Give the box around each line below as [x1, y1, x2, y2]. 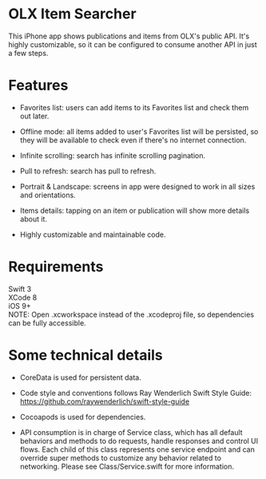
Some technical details [8, 346, 164, 364]
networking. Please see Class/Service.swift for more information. [19, 461, 234, 471]
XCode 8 [8, 293, 38, 302]
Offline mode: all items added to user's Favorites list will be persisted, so [19, 126, 259, 136]
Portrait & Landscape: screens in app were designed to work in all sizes [19, 182, 256, 191]
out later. [19, 111, 50, 121]
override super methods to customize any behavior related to [19, 453, 222, 462]
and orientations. [19, 190, 76, 200]
